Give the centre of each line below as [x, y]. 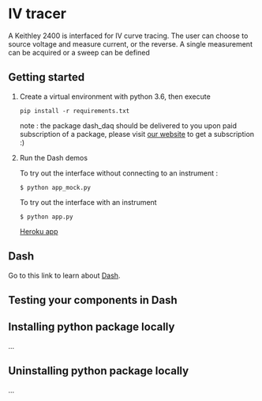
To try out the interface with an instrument [88, 202]
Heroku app [39, 231]
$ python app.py [46, 217]
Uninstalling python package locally [99, 371]
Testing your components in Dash [93, 300]
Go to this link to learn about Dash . [64, 275]
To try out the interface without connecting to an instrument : [119, 173]
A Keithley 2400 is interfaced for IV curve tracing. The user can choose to [128, 36]
